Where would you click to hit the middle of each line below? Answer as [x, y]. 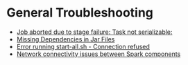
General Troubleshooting [80, 13]
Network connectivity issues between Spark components [99, 54]
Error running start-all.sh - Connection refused [83, 46]
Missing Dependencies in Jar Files [66, 39]
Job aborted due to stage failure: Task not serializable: [94, 32]
